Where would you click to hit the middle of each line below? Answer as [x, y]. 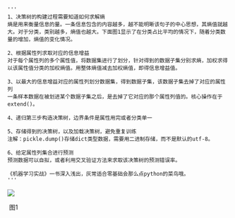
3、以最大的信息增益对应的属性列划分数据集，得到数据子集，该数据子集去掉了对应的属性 [116, 82]
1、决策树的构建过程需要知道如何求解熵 [56, 17]
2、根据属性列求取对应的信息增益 [48, 53]
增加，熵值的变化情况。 [47, 40]
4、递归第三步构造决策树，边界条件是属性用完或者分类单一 [80, 118]
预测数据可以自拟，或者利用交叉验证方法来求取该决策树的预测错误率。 [94, 160]
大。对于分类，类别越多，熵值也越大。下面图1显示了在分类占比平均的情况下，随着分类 [114, 32]
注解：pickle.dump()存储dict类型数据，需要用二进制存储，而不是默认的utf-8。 [110, 139]
